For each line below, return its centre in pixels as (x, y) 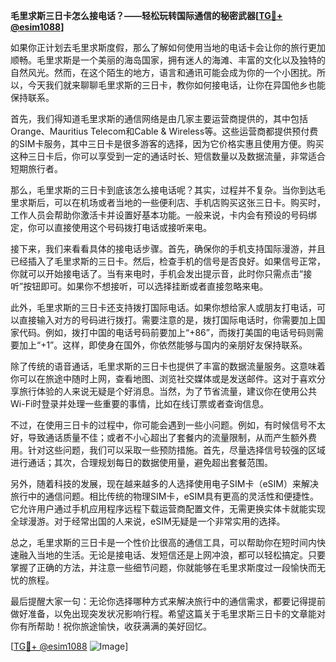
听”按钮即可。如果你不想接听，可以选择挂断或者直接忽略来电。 (139, 286)
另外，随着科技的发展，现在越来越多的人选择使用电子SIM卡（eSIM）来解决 (164, 483)
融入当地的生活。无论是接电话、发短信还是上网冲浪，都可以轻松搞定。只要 (172, 555)
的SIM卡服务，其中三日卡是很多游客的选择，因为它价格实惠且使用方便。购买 (167, 143)
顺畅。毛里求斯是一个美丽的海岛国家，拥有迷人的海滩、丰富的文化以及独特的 (168, 60)
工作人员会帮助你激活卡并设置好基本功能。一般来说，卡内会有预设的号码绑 (163, 215)
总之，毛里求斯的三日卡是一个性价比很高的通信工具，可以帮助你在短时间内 (163, 542)
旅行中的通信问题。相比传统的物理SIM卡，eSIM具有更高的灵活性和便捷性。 (164, 496)
